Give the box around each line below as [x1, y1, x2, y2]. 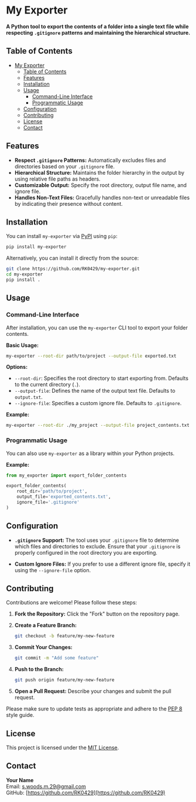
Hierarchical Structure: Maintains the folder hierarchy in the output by [14, 169, 185, 176]
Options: [6, 363, 28, 371]
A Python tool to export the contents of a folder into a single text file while [6, 23, 189, 30]
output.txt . [14, 393, 43, 400]
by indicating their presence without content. [14, 200, 123, 207]
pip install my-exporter [6, 244, 67, 250]
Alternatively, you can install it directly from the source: [6, 254, 139, 261]
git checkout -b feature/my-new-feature [14, 633, 115, 639]
